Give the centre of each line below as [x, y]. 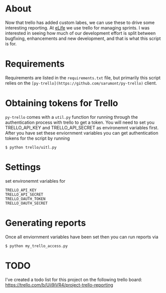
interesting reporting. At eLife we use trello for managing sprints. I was [77, 27]
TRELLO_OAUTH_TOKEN [25, 199]
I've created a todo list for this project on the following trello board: [74, 280]
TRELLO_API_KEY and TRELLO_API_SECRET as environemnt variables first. [82, 127]
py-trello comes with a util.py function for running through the [72, 117]
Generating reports [46, 223]
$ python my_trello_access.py [37, 246]
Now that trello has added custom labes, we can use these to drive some [80, 22]
